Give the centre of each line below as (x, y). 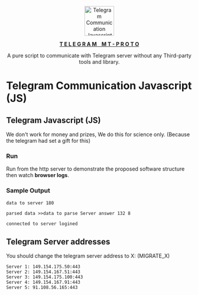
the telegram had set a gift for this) (48, 141)
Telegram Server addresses (58, 241)
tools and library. (99, 62)
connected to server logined (42, 224)
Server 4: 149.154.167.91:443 (43, 283)
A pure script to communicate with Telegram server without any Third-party (99, 55)
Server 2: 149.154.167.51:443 (43, 272)
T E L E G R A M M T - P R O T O (99, 44)
